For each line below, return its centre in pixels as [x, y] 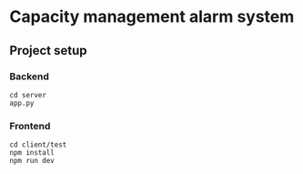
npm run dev [32, 161]
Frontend [30, 126]
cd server [28, 95]
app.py [22, 103]
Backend [30, 77]
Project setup [49, 51]
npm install [32, 153]
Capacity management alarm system [152, 17]
